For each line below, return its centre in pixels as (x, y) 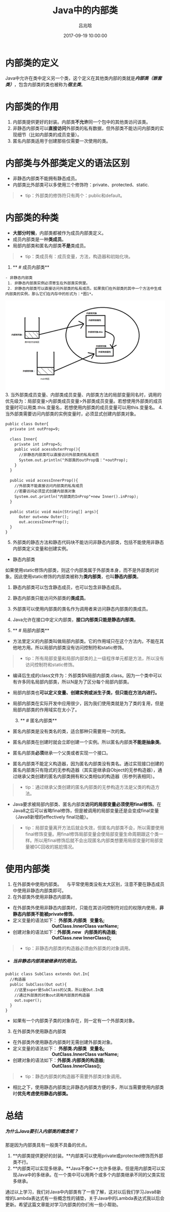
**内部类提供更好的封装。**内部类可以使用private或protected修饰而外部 (88, 1156)
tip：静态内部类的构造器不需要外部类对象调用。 (75, 1076)
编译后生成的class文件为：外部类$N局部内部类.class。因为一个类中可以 (87, 675)
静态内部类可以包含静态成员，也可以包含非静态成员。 (68, 587)
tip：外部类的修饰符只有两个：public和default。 (75, 195)
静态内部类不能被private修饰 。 (45, 914)
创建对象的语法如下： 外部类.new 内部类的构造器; (65, 932)
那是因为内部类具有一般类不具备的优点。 (47, 1145)
